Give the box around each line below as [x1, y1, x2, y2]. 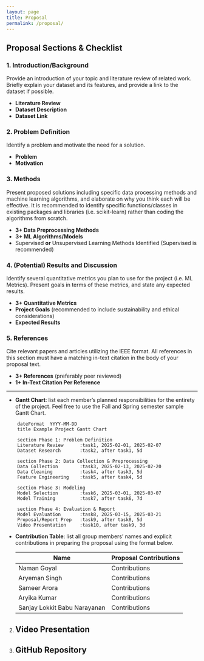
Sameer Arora [18, 584, 58, 592]
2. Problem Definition [6, 127, 70, 136]
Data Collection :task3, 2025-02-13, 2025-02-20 [17, 463, 162, 470]
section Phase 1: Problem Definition [17, 437, 113, 443]
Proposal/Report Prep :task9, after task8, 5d [17, 517, 143, 523]
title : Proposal [6, 15, 47, 21]
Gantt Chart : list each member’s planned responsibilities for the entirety [15, 396, 195, 404]
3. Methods [6, 175, 41, 183]
